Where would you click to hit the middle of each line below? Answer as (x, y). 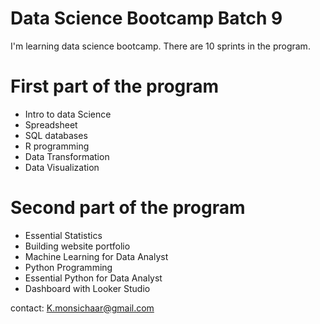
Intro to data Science (68, 114)
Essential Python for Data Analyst (93, 278)
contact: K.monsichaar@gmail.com (82, 308)
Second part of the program (128, 208)
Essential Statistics (63, 235)
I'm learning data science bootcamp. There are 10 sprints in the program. (160, 46)
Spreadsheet (51, 124)
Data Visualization (62, 167)
